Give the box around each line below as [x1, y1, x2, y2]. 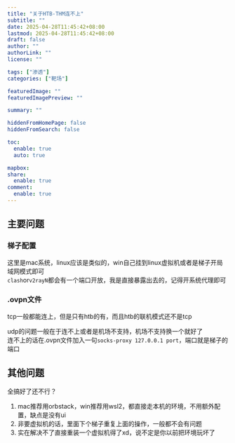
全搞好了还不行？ [7, 387, 57, 395]
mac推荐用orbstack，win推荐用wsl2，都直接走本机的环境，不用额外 [17, 402, 215, 410]
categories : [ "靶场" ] [7, 75, 69, 82]
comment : [7, 184, 33, 191]
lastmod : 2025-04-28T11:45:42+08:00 [7, 29, 114, 37]
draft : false [7, 36, 46, 43]
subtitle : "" [7, 17, 46, 24]
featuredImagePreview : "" [7, 94, 83, 102]
